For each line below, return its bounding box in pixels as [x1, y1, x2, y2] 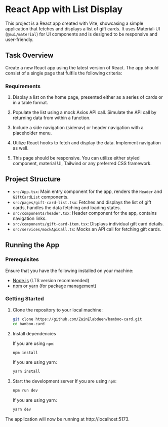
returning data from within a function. [12, 115, 91, 121]
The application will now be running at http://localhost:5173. [5, 416, 130, 422]
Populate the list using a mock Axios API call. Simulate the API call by [12, 109, 157, 115]
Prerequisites [5, 256, 39, 263]
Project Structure [5, 175, 61, 183]
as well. [12, 145, 29, 151]
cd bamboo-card [12, 321, 45, 326]
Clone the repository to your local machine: [12, 306, 103, 313]
